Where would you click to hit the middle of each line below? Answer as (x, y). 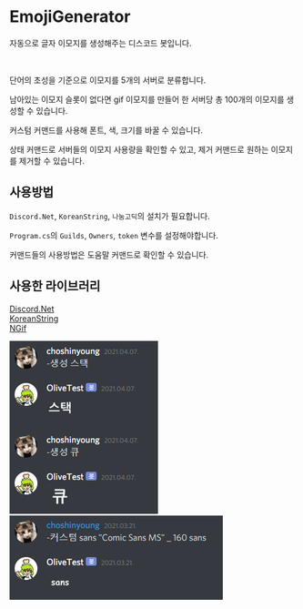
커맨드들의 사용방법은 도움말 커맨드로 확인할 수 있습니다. (109, 254)
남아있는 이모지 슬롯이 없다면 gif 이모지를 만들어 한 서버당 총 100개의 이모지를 (147, 99)
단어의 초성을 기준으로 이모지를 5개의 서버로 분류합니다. (108, 80)
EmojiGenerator (70, 17)
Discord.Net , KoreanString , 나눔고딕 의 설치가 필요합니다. (110, 216)
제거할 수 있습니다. (51, 160)
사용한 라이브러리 (55, 286)
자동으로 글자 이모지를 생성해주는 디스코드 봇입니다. (101, 43)
